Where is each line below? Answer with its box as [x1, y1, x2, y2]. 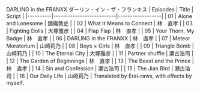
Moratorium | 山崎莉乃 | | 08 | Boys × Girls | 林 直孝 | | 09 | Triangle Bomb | [6, 42, 194, 49]
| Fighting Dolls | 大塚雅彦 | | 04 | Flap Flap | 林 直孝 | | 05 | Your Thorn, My [6, 27, 195, 34]
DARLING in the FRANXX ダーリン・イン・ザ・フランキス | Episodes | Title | [6, 6, 194, 13]
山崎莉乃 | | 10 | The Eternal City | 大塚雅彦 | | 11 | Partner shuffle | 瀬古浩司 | [6, 50, 194, 57]
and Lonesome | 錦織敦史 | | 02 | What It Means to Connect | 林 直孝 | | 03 [6, 20, 193, 26]
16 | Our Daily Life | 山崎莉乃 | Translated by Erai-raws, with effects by [19, 72, 192, 79]
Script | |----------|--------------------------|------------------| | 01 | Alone [6, 13, 193, 20]
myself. [6, 79, 25, 86]
